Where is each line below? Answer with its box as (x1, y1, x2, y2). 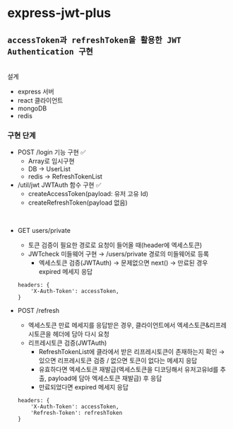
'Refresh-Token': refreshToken (30, 409, 123, 417)
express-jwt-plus (7, 5, 112, 21)
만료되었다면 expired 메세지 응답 (38, 383, 129, 391)
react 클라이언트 (17, 96, 64, 104)
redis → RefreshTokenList (28, 172, 102, 181)
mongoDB (17, 104, 47, 113)
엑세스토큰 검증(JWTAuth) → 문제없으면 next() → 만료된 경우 (38, 258, 208, 267)
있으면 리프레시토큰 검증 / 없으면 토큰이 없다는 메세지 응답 (38, 356, 198, 365)
